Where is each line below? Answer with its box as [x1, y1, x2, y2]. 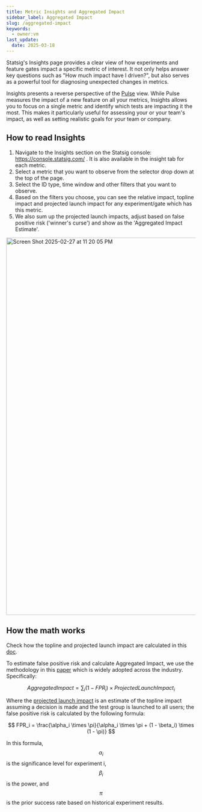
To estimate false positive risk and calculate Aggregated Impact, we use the [6, 660, 194, 667]
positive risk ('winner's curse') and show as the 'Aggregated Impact [14, 219, 183, 226]
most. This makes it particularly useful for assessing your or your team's [6, 109, 185, 116]
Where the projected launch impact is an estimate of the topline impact [6, 697, 182, 704]
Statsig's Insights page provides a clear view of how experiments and [6, 58, 179, 66]
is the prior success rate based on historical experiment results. [6, 799, 164, 806]
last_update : [6, 37, 39, 43]
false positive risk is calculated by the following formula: [6, 710, 145, 717]
